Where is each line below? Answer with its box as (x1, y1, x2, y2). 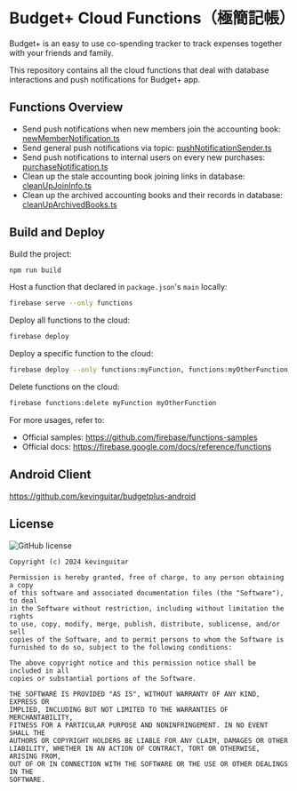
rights (9, 611, 34, 620)
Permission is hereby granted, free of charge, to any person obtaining (9, 572, 285, 582)
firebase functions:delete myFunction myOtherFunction (9, 399, 217, 408)
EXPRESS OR (9, 697, 50, 707)
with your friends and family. (9, 47, 114, 58)
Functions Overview (9, 100, 124, 116)
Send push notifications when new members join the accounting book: (21, 124, 282, 134)
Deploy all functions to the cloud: (9, 315, 131, 325)
